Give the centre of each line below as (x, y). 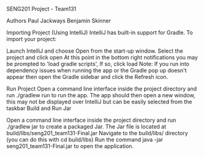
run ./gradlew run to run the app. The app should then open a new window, (101, 95)
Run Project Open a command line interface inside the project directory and (102, 89)
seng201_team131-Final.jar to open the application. (70, 146)
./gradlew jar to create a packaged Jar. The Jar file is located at (86, 127)
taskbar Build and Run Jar (39, 108)
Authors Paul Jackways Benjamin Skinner (59, 20)
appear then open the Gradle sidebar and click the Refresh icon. (87, 77)
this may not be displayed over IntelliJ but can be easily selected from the (99, 102)
